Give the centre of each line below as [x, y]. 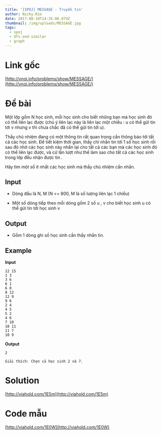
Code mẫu [26, 414]
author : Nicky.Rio [23, 14]
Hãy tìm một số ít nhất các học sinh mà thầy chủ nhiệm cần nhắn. [70, 167]
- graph [17, 41]
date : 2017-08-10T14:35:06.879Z [37, 18]
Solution [22, 381]
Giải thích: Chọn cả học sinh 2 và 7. [44, 362]
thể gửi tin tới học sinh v [36, 208]
